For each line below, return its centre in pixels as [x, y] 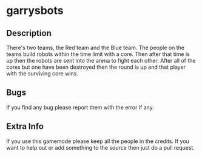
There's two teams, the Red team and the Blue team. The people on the [96, 47]
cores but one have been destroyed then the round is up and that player [96, 67]
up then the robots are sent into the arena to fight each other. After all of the [101, 61]
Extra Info [25, 126]
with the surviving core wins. [42, 73]
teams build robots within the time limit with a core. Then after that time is [98, 54]
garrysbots [35, 11]
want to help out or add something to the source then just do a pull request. [101, 147]
